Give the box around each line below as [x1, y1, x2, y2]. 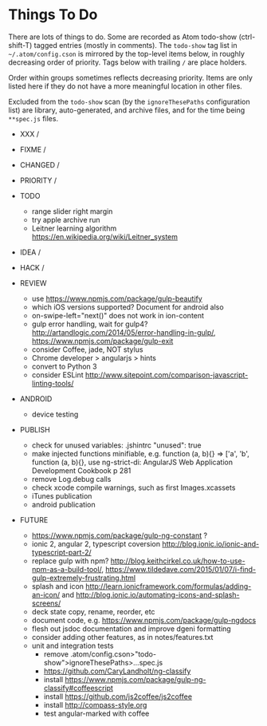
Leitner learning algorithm [31, 223, 117, 233]
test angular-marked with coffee [43, 708, 150, 718]
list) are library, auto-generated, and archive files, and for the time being [8, 105, 245, 115]
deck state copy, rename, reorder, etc [31, 606, 155, 616]
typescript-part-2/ [31, 547, 92, 557]
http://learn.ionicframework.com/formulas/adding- [85, 581, 252, 591]
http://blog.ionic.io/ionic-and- [162, 539, 260, 548]
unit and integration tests [31, 641, 114, 650]
